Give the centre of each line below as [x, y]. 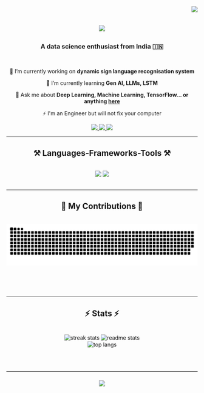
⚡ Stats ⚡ [102, 314]
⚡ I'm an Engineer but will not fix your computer [102, 113]
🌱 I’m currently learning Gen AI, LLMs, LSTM [102, 83]
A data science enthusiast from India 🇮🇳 [102, 47]
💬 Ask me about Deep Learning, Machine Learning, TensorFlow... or [102, 95]
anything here [102, 101]
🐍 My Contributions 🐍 [102, 206]
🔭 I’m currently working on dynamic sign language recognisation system [102, 72]
